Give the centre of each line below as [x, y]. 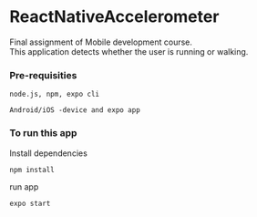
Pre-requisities [43, 75]
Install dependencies [49, 153]
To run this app [43, 133]
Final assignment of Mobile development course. [101, 42]
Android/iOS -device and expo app [75, 110]
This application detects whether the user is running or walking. [129, 51]
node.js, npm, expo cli [55, 94]
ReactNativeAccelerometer [114, 17]
